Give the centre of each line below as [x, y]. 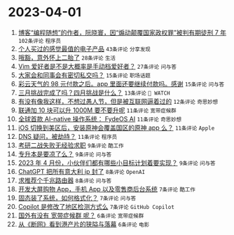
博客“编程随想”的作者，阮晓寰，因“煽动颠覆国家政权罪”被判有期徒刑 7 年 [122, 32]
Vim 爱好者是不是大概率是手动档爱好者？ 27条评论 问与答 [97, 66]
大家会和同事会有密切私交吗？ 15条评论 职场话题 [84, 75]
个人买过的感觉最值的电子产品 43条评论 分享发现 [84, 48]
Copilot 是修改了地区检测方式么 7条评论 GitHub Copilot [96, 206]
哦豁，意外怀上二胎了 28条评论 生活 [67, 58]
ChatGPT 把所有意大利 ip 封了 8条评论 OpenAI [82, 171]
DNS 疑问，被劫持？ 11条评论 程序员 [68, 136]
